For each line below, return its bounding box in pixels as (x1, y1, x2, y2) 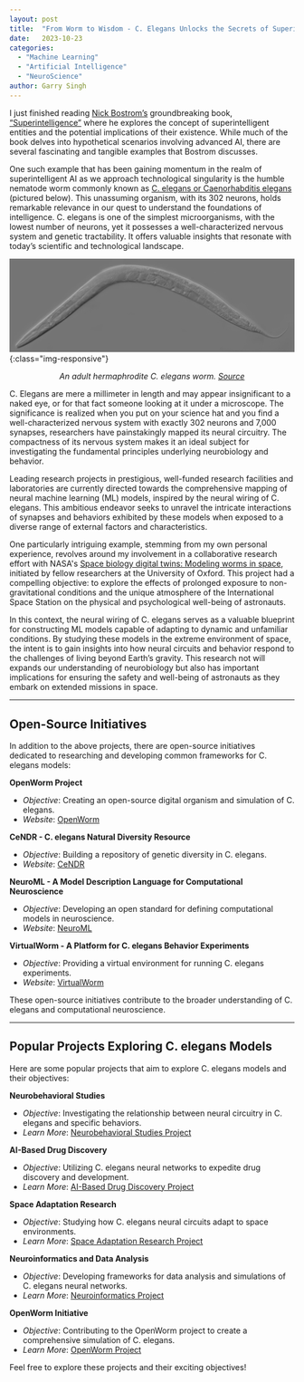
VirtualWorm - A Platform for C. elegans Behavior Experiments (9, 940, 250, 951)
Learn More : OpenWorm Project (22, 1344, 142, 1355)
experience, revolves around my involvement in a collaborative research (9, 549, 278, 560)
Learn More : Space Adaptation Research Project (22, 1235, 204, 1246)
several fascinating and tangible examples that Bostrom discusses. (9, 146, 258, 157)
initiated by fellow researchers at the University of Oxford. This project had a (9, 568, 295, 579)
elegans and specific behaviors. (22, 1117, 142, 1128)
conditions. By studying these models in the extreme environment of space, (9, 634, 291, 645)
